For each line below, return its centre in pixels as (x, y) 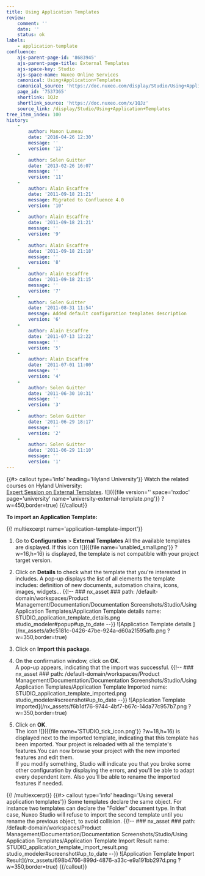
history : (17, 120)
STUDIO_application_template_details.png (67, 617)
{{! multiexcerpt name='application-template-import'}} (75, 529)
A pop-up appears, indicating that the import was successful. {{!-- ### (104, 667)
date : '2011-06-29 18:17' (61, 422)
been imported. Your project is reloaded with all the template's (93, 744)
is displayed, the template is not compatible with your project (122, 553)
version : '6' (45, 320)
